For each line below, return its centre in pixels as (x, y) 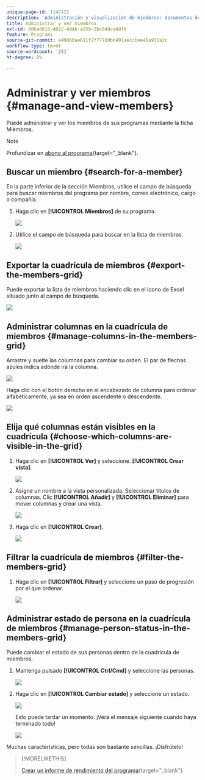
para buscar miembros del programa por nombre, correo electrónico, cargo (101, 193)
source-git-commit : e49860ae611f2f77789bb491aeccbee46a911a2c (87, 40)
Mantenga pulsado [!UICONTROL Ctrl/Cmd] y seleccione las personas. (105, 671)
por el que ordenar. (39, 588)
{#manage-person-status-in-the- (124, 628)
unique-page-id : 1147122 (38, 12)
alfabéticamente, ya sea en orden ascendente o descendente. (84, 396)
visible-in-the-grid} (45, 446)
